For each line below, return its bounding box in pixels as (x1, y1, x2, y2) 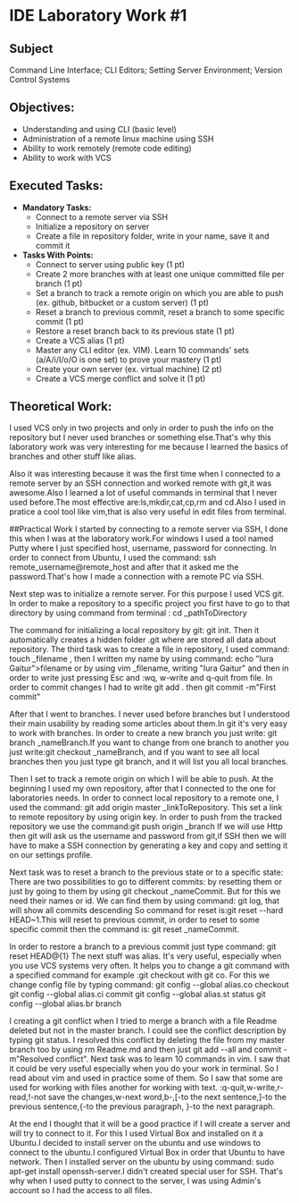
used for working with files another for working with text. (9, 1082, 219, 1093)
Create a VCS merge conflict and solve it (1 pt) (35, 373, 206, 384)
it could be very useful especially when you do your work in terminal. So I (9, 1063, 279, 1074)
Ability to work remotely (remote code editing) (21, 142, 192, 153)
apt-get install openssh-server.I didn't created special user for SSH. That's (9, 1166, 284, 1177)
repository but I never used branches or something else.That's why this (9, 432, 272, 443)
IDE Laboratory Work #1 (9, 5, 187, 26)
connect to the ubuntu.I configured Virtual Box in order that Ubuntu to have (9, 1147, 286, 1158)
